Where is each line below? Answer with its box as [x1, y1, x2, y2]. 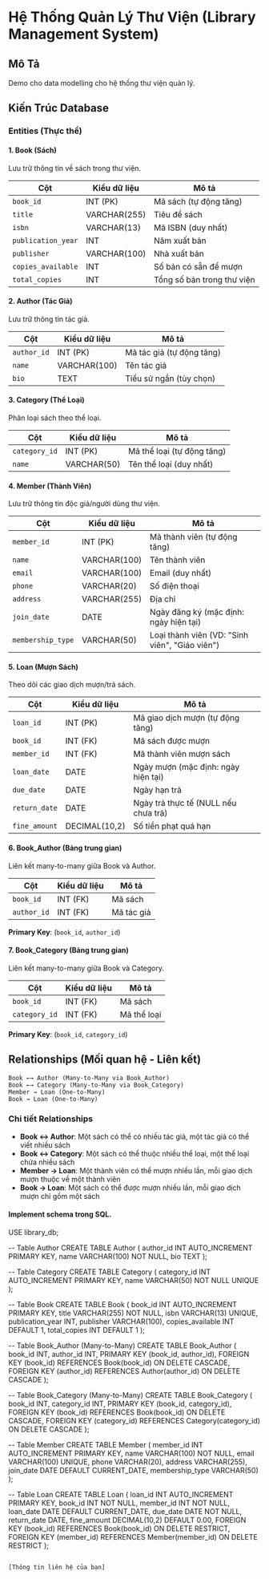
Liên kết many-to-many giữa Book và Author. [8, 860, 156, 870]
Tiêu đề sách [153, 209, 203, 220]
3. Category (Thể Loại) [8, 395, 86, 405]
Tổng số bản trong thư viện [153, 273, 255, 285]
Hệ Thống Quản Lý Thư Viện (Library [8, 8, 256, 26]
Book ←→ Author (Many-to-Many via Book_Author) [8, 1074, 171, 1082]
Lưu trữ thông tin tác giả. [8, 314, 90, 324]
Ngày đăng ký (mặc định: [149, 606, 245, 617]
